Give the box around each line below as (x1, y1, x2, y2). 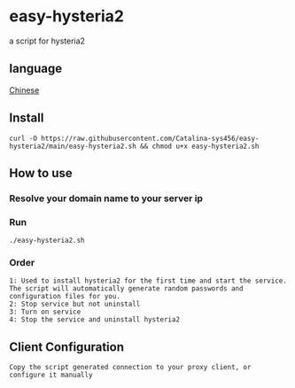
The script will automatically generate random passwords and (9, 284, 244, 293)
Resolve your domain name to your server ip (9, 192, 204, 205)
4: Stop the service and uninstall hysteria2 (9, 315, 180, 324)
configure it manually (9, 370, 93, 380)
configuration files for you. (9, 292, 121, 301)
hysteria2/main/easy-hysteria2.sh (9, 142, 137, 151)
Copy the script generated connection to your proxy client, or (9, 363, 252, 372)
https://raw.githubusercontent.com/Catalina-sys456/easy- (41, 134, 260, 143)
